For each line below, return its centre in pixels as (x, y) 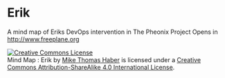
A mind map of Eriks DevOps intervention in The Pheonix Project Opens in (112, 32)
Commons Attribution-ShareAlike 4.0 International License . (91, 67)
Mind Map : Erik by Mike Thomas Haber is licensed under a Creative (104, 59)
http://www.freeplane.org (43, 39)
